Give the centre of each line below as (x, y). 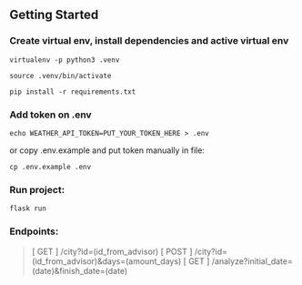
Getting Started (54, 15)
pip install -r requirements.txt (73, 92)
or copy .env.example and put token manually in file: (107, 150)
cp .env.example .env (50, 167)
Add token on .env (51, 115)
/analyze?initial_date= (252, 261)
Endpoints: (34, 231)
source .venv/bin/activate (60, 76)
